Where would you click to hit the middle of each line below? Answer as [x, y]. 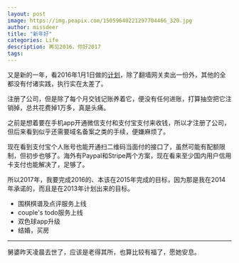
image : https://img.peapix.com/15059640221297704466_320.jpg [100, 21]
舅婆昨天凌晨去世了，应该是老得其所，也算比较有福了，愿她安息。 [104, 252]
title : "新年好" [30, 34]
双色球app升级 [39, 221]
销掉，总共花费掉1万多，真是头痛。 [59, 107]
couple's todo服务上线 [50, 212]
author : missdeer [33, 27]
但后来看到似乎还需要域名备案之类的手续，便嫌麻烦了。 [88, 131]
